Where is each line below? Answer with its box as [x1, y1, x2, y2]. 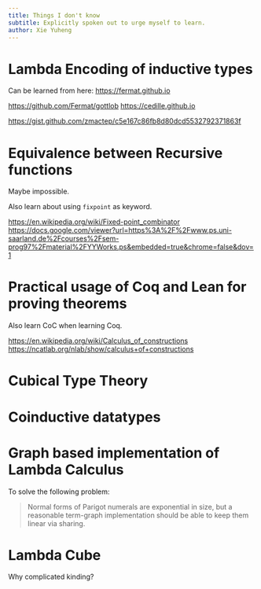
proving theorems [8, 295, 127, 313]
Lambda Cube [8, 546, 101, 564]
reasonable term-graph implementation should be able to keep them [27, 510, 249, 520]
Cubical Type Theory [8, 372, 149, 390]
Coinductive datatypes [8, 408, 161, 425]
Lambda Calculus [8, 461, 124, 478]
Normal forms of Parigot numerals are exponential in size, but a [27, 502, 233, 511]
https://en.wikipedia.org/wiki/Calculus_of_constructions [8, 336, 189, 346]
